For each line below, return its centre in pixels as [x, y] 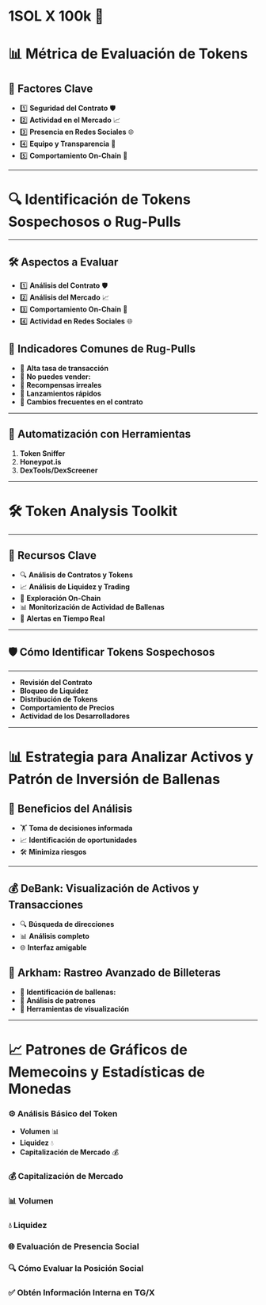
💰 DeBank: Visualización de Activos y [104, 888]
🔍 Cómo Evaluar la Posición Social [76, 1268]
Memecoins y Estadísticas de [107, 1072]
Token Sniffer [42, 453]
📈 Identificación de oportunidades [78, 840]
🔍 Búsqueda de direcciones [67, 924]
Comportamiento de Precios [67, 708]
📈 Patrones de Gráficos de [98, 1049]
